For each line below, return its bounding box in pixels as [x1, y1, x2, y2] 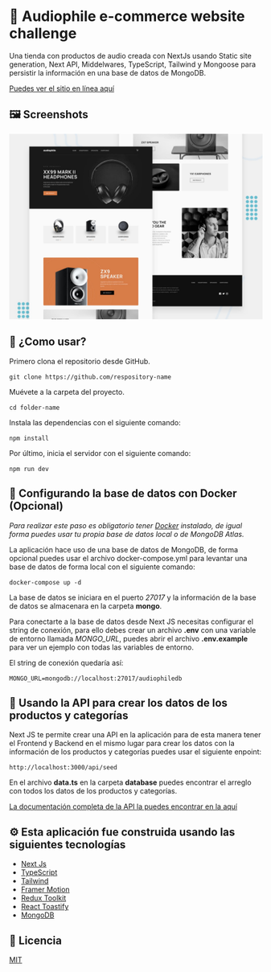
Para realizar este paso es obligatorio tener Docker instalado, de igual [9, 520, 243, 530]
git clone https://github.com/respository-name [9, 373, 172, 381]
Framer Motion [20, 884, 71, 895]
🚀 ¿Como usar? [9, 335, 87, 349]
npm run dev [9, 465, 49, 473]
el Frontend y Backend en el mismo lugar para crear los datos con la [9, 739, 236, 748]
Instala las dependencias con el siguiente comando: [9, 417, 181, 427]
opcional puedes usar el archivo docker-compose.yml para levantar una [9, 553, 248, 563]
